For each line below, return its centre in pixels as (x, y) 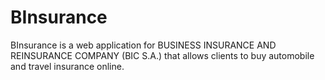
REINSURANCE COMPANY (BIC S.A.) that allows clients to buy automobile (162, 55)
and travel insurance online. (67, 66)
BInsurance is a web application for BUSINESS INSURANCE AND (143, 45)
